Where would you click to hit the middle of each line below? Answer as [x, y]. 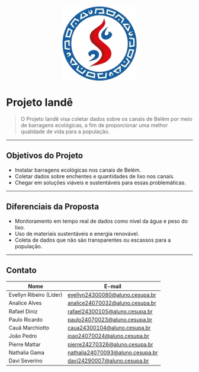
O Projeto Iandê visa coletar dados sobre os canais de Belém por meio [106, 118]
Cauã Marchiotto [29, 328]
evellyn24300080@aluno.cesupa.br [112, 295]
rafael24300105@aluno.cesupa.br [110, 311]
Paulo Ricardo [26, 319]
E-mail [113, 286]
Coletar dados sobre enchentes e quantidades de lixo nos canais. [94, 176]
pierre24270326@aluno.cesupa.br [110, 344]
